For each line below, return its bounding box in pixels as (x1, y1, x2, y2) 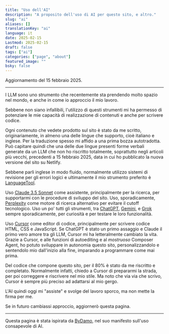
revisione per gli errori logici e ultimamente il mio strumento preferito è (5, 175, 151, 181)
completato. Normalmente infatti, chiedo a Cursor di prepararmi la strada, (5, 268, 157, 274)
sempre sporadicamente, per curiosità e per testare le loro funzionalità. (5, 211, 152, 217)
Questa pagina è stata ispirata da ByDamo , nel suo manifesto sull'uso (5, 318, 149, 324)
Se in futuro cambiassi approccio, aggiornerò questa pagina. (5, 303, 131, 309)
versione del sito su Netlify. (5, 159, 62, 165)
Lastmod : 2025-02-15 (5, 40, 49, 45)
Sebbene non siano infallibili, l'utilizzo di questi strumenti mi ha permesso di (5, 107, 162, 113)
